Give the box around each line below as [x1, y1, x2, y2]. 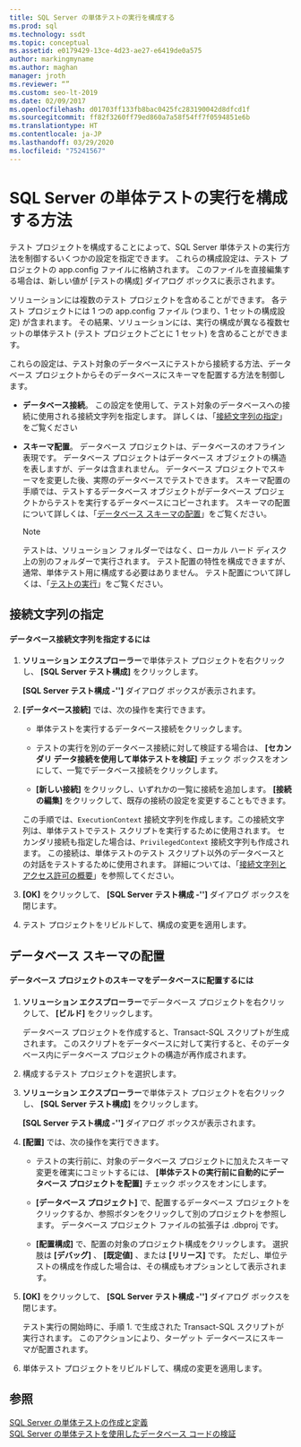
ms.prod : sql [9, 22, 58, 30]
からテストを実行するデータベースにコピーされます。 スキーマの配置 [38, 496, 291, 507]
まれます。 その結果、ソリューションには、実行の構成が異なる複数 [38, 316, 283, 327]
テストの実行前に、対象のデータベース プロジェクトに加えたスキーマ [35, 1155, 289, 1166]
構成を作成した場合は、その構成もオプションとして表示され [59, 1261, 279, 1271]
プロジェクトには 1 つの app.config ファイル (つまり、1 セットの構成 [26, 306, 278, 316]
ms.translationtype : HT [9, 122, 99, 131]
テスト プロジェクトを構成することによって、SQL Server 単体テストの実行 [9, 241, 283, 252]
